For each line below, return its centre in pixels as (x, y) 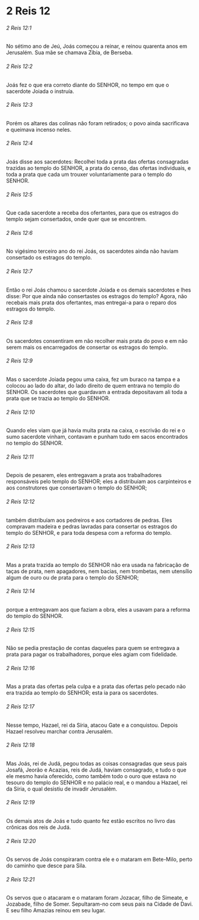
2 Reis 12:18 (20, 745)
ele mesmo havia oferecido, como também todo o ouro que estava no (91, 776)
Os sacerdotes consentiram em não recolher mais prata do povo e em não (97, 340)
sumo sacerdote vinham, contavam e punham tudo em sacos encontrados (97, 437)
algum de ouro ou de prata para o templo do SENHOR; (72, 577)
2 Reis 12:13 (20, 546)
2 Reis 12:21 (20, 879)
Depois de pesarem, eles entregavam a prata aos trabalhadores (84, 475)
